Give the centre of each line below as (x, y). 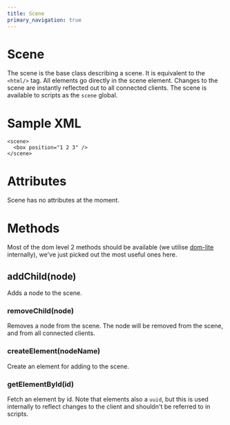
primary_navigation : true (44, 20)
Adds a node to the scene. (45, 293)
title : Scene (26, 13)
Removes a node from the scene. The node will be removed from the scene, (115, 326)
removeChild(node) (41, 310)
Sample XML (44, 123)
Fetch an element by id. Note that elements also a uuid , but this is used (108, 399)
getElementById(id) (41, 384)
